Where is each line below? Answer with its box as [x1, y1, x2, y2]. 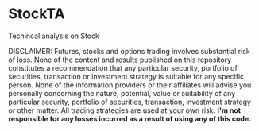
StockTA [8, 5, 65, 23]
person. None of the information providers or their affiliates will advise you [8, 80, 252, 90]
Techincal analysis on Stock [8, 31, 99, 40]
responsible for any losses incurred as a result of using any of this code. [8, 114, 252, 123]
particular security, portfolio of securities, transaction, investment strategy [8, 97, 252, 106]
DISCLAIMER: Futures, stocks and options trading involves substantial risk [8, 46, 250, 56]
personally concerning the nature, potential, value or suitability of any [8, 88, 236, 98]
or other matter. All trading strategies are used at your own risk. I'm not [8, 105, 241, 115]
